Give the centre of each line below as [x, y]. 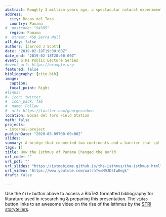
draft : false [19, 175]
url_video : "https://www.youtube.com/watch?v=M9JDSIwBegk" [67, 171]
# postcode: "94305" [27, 28]
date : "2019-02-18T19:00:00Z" [36, 51]
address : [14, 14]
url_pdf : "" [17, 161]
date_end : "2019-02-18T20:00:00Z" [41, 56]
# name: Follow [22, 106]
